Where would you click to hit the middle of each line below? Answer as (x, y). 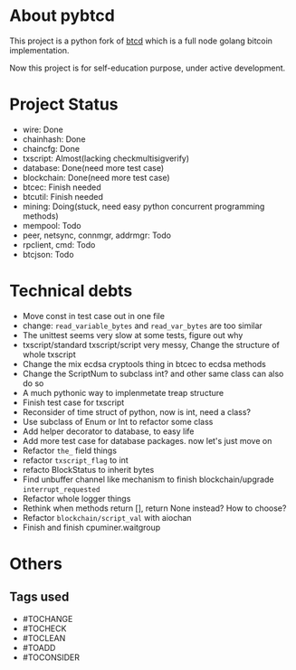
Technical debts (71, 291)
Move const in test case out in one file (94, 316)
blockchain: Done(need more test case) (96, 177)
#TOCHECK (44, 628)
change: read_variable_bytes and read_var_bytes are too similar (142, 326)
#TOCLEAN (44, 637)
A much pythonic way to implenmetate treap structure (123, 392)
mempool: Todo (52, 225)
